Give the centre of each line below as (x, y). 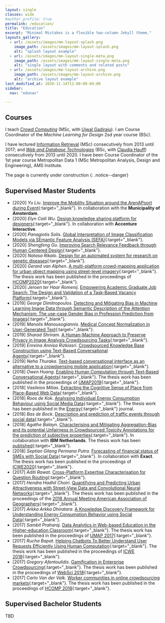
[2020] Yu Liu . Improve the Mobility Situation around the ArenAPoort (82, 203)
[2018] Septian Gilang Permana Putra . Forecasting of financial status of (85, 451)
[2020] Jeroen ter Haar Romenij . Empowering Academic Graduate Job (84, 287)
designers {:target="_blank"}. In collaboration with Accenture (75, 224)
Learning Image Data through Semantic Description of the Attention (81, 308)
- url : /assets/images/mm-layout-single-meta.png (62, 56)
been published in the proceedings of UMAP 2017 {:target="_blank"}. (82, 535)
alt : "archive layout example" (46, 79)
